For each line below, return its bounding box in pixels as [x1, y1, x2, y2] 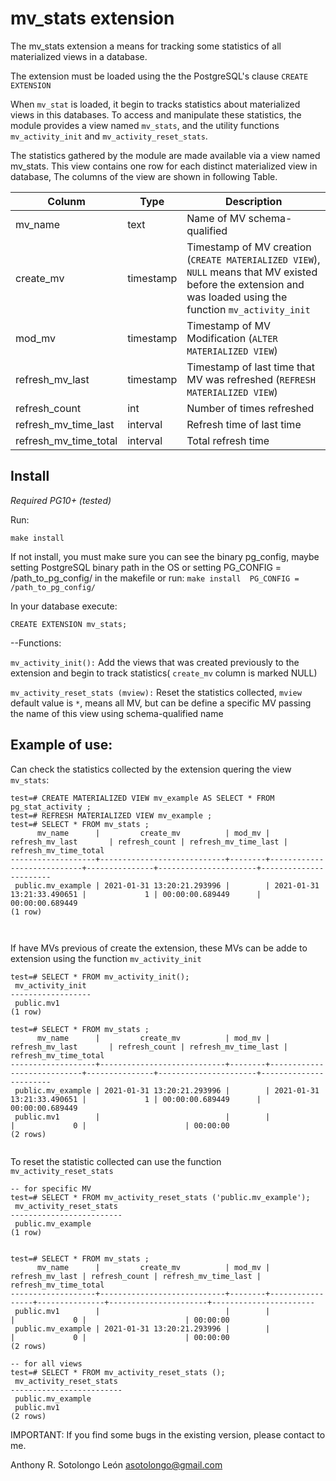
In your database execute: [10, 600, 118, 612]
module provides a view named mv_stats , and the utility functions [10, 119, 280, 131]
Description [224, 194, 283, 208]
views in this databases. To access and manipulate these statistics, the [10, 108, 302, 121]
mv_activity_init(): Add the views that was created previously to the [10, 656, 300, 668]
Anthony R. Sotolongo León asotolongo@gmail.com [10, 1458, 223, 1471]
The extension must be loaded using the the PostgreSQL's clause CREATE [10, 70, 309, 82]
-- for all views [10, 1358, 83, 1369]
